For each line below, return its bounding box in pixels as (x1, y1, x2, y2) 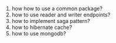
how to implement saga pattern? (11, 18, 90, 24)
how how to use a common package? (11, 5, 103, 12)
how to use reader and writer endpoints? (11, 11, 111, 18)
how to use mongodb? (11, 30, 67, 37)
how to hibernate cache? (11, 24, 72, 31)
